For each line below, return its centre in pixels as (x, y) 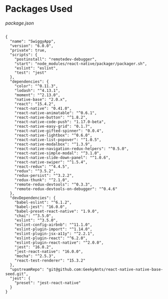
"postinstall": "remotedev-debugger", (56, 59)
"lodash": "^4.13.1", (37, 90)
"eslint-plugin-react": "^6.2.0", (51, 238)
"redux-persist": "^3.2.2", (44, 175)
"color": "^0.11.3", (36, 86)
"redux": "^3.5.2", (35, 171)
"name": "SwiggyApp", (33, 41)
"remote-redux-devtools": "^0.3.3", (54, 185)
